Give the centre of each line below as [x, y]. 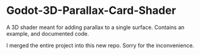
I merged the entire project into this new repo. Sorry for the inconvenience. [100, 45]
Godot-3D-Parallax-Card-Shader [91, 11]
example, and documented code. [48, 33]
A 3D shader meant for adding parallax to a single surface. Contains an [95, 27]
